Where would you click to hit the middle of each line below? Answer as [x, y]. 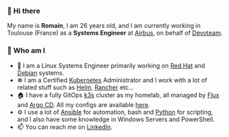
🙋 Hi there [24, 11]
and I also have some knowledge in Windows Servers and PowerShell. [116, 119]
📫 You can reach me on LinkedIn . [65, 127]
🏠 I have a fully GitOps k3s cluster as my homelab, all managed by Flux [118, 95]
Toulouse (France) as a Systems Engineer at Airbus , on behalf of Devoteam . [115, 33]
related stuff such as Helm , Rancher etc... [76, 87]
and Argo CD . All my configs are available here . [83, 104]
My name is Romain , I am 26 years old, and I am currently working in [104, 26]
